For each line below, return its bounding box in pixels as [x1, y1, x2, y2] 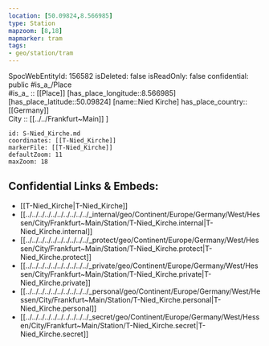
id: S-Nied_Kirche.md [8, 130, 81, 138]
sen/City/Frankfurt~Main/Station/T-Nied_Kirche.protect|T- [19, 243, 213, 253]
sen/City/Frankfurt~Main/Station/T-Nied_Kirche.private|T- [19, 269, 212, 278]
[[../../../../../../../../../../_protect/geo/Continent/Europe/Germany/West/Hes [19, 235, 259, 245]
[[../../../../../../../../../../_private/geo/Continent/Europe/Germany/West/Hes [19, 261, 259, 270]
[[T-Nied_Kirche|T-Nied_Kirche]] [19, 200, 128, 210]
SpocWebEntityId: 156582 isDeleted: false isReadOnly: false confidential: [8, 72, 249, 80]
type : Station [8, 19, 56, 27]
